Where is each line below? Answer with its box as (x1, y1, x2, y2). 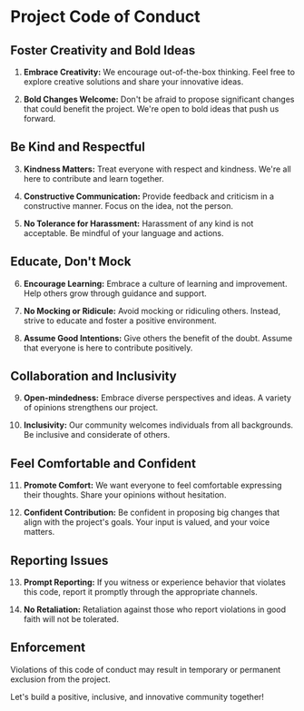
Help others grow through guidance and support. (23, 288, 207, 299)
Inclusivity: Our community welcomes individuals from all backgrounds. (23, 420, 294, 430)
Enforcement (10, 640, 85, 656)
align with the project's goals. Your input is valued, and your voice (23, 517, 270, 528)
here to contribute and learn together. (23, 173, 164, 183)
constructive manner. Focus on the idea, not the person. (23, 200, 234, 211)
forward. (23, 114, 56, 123)
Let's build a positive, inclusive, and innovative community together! (10, 691, 264, 702)
